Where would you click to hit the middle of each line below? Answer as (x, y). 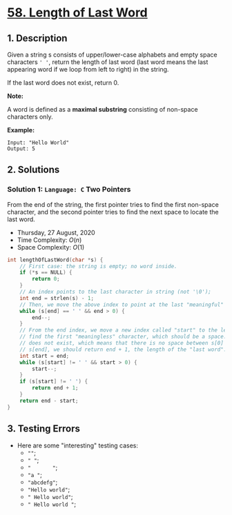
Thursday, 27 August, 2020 (56, 232)
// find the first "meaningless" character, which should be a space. (123, 337)
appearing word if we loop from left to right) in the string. (88, 69)
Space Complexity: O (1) (51, 247)
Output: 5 (21, 149)
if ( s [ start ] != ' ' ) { (54, 382)
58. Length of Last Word (77, 13)
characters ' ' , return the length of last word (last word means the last (108, 62)
